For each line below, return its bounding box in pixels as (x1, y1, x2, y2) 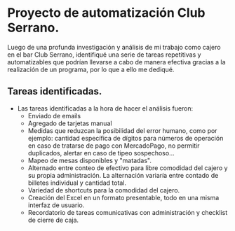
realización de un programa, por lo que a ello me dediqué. (7, 65, 175, 73)
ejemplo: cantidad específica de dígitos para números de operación (27, 134, 224, 142)
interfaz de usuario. (27, 201, 85, 209)
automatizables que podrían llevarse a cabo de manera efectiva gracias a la (7, 57, 226, 66)
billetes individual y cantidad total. (27, 178, 127, 187)
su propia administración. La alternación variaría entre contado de (27, 171, 219, 179)
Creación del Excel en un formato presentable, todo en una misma (27, 193, 220, 202)
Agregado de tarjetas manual (27, 119, 112, 127)
